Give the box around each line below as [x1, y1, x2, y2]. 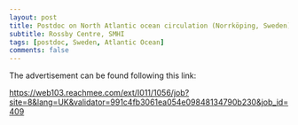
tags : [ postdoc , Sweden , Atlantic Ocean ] [9, 37, 165, 47]
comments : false [9, 46, 69, 55]
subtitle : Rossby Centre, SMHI [9, 29, 125, 38]
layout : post [9, 12, 58, 22]
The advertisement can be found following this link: [9, 70, 197, 81]
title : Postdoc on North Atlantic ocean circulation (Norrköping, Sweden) [9, 21, 292, 30]
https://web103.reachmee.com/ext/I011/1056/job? [9, 88, 190, 98]
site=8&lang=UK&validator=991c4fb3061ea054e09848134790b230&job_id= [9, 97, 289, 107]
